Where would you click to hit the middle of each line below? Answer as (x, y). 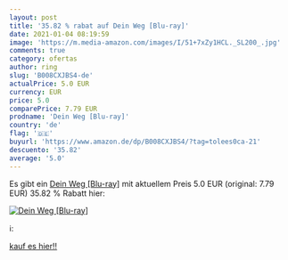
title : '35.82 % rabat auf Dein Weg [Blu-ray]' (99, 26)
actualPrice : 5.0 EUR (49, 84)
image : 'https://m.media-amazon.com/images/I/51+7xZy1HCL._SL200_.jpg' (145, 42)
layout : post (33, 17)
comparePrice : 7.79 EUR (53, 109)
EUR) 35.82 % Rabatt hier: (57, 193)
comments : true (37, 51)
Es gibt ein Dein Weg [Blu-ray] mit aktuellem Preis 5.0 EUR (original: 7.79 (142, 183)
